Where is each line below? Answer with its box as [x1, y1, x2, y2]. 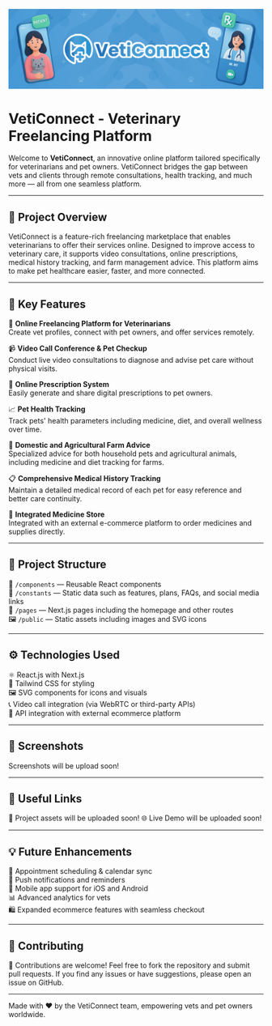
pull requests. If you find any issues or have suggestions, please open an [8, 969, 252, 978]
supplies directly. [8, 527, 66, 537]
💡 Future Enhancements [8, 845, 132, 858]
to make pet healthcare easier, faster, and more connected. [8, 266, 206, 276]
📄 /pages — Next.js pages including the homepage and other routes [8, 605, 234, 615]
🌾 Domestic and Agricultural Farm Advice [8, 441, 151, 450]
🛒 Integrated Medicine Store [8, 509, 105, 519]
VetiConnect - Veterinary [8, 109, 181, 128]
